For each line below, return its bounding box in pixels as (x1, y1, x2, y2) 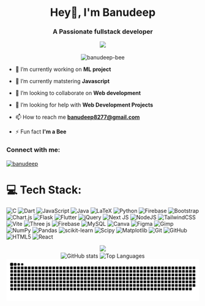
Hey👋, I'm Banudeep (50, 6, 156, 20)
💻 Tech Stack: (6, 183, 82, 196)
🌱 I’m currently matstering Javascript (15, 78, 110, 85)
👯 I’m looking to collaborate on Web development (15, 89, 141, 97)
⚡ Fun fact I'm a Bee (15, 128, 67, 135)
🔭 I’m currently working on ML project (15, 65, 111, 73)
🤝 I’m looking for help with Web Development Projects (15, 101, 154, 109)
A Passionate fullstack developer (53, 28, 153, 36)
